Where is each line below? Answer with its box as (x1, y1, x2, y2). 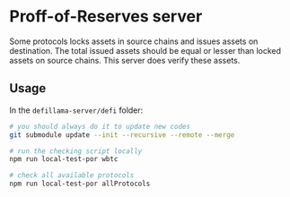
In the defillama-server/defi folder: (9, 105, 144, 116)
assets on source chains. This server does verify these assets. (9, 55, 241, 65)
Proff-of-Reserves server (9, 6, 203, 27)
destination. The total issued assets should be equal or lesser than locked (9, 45, 281, 56)
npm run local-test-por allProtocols (9, 179, 151, 189)
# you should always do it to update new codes (9, 122, 191, 131)
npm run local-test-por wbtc (9, 155, 119, 164)
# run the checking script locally (9, 146, 143, 156)
